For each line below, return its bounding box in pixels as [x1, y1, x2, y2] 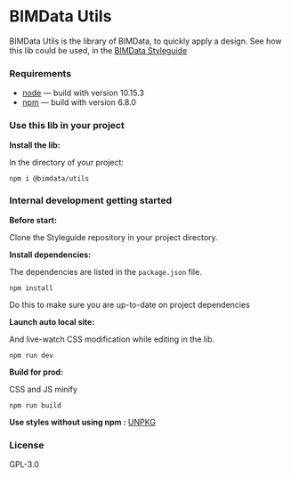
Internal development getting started [9, 194, 172, 206]
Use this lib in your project [9, 119, 125, 132]
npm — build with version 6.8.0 [21, 97, 136, 108]
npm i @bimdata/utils [9, 174, 90, 183]
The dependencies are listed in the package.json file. [9, 266, 202, 277]
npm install [9, 283, 53, 293]
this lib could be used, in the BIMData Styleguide [9, 44, 188, 55]
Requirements [9, 67, 72, 79]
